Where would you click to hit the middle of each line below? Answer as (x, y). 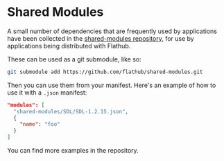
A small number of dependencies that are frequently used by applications (112, 31)
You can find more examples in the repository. (73, 151)
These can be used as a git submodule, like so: (75, 59)
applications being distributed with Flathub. (69, 46)
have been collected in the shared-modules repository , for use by (101, 38)
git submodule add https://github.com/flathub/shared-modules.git (105, 72)
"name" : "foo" (40, 124)
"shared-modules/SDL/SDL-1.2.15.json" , (71, 111)
